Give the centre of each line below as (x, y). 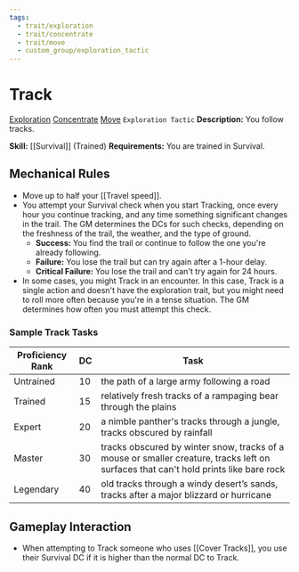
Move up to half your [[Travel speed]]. (92, 195)
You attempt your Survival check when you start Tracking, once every (150, 205)
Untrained (35, 381)
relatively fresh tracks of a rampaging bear (190, 396)
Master (28, 458)
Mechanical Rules (60, 174)
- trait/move (41, 42)
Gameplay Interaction (70, 527)
